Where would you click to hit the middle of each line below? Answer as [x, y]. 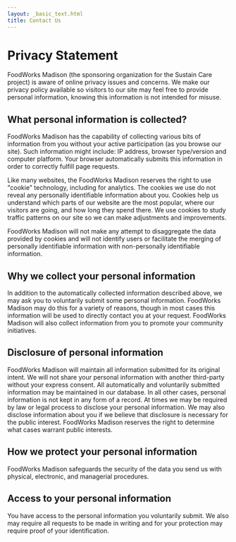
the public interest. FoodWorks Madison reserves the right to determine [111, 422]
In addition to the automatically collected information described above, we [115, 293]
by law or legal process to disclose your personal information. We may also [116, 407]
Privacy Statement [63, 55]
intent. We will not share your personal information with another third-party [116, 377]
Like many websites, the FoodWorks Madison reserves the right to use [109, 180]
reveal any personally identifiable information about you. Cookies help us [113, 195]
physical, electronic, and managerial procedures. [78, 476]
